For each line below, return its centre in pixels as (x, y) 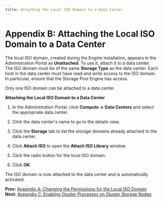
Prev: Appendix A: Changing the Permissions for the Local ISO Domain (76, 189)
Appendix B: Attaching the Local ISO (80, 34)
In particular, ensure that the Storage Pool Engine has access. (67, 78)
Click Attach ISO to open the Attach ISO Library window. (69, 146)
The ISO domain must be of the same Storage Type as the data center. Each (81, 68)
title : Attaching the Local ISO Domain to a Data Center (64, 10)
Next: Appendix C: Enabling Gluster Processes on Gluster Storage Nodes (78, 194)
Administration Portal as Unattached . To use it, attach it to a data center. (78, 63)
